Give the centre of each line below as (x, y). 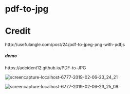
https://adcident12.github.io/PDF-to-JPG (46, 68)
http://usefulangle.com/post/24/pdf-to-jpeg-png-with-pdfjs (65, 45)
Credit (18, 31)
